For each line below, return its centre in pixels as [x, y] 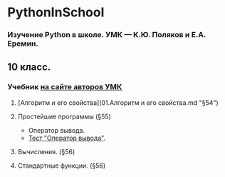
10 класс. [29, 67]
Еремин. [23, 44]
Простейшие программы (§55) [64, 116]
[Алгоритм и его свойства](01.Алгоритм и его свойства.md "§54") [118, 102]
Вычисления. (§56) [46, 151]
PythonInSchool [56, 12]
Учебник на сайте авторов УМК [65, 87]
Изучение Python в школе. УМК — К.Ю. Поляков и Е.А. [107, 35]
